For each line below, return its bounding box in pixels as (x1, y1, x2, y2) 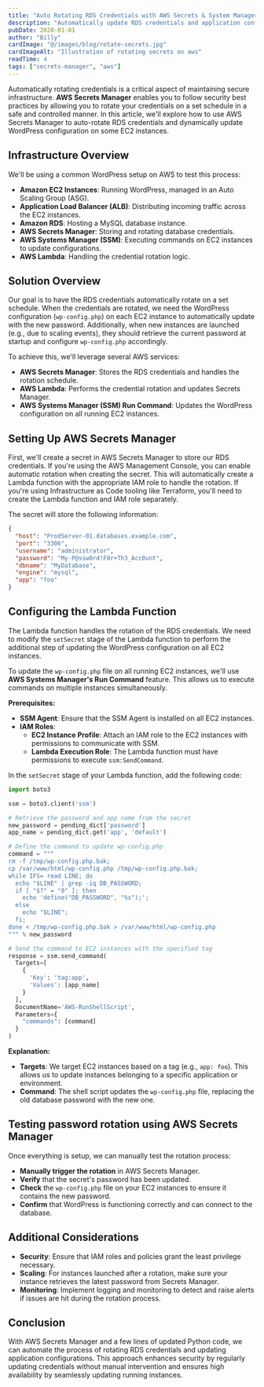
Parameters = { (15, 1011, 58, 1018)
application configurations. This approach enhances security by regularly (8, 1353, 246, 1363)
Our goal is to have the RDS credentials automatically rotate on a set (8, 295, 229, 305)
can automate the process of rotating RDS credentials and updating (8, 1345, 226, 1355)
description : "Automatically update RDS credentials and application (8, 19, 241, 27)
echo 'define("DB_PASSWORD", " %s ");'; (22, 893, 149, 902)
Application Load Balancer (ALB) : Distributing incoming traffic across (19, 201, 246, 211)
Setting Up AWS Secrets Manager (8, 431, 177, 445)
